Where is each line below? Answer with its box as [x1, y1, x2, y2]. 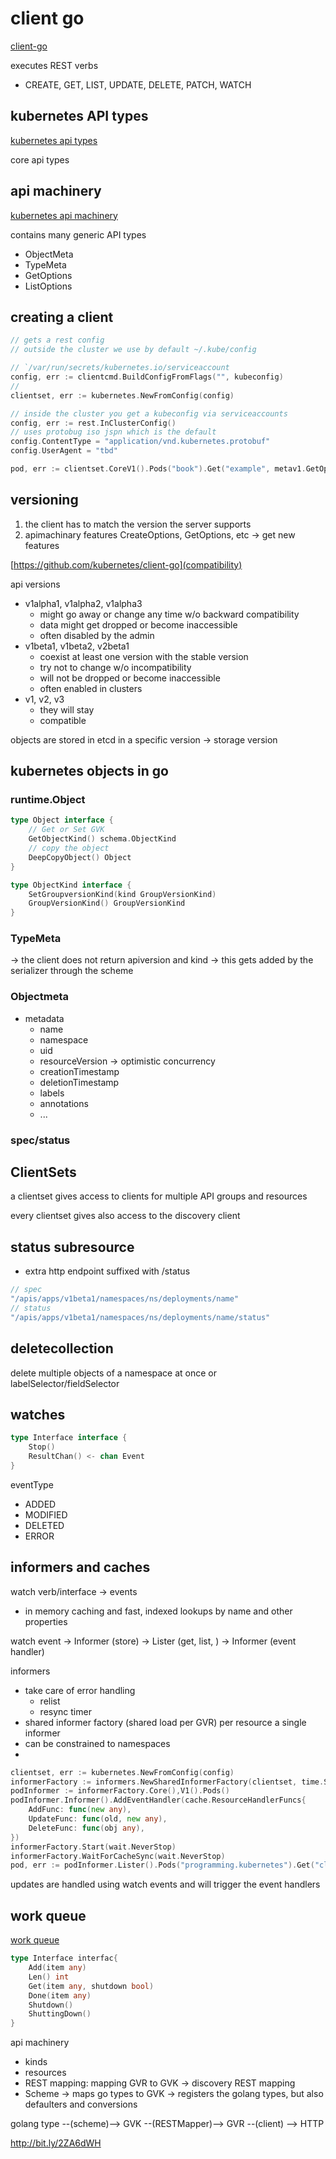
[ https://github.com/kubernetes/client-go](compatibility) [10, 558, 243, 571]
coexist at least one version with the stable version [39, 650, 249, 662]
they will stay [39, 703, 95, 716]
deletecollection [10, 1340, 114, 1357]
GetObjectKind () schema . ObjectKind [28, 834, 177, 844]
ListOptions [24, 280, 73, 292]
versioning [10, 492, 79, 509]
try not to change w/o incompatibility [39, 661, 192, 673]
